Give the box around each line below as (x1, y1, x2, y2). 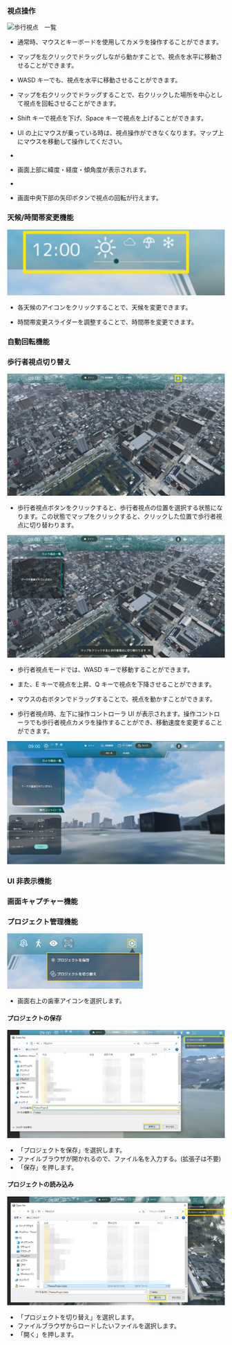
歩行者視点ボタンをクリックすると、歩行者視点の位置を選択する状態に (17, 504, 217, 512)
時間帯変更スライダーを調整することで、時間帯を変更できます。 (17, 317, 198, 326)
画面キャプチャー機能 (7, 896, 78, 906)
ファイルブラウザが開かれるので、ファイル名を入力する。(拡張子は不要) (17, 1155, 222, 1163)
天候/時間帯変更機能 (7, 213, 74, 222)
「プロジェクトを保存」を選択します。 (17, 1146, 126, 1154)
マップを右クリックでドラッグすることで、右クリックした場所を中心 (17, 91, 211, 99)
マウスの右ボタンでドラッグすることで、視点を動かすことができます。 (17, 695, 216, 703)
